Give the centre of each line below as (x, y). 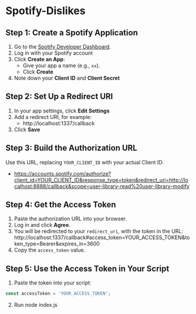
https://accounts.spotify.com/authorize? (62, 173)
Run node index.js (36, 305)
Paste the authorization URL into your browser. (70, 219)
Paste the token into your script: (53, 283)
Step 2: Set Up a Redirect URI (59, 96)
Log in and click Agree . (42, 225)
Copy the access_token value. (50, 250)
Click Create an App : (39, 59)
